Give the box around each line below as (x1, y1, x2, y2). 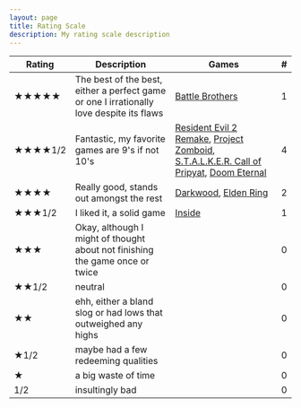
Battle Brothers (175, 91, 238, 103)
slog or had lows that (74, 307, 163, 319)
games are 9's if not (74, 144, 159, 157)
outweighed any (74, 317, 143, 330)
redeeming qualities (74, 355, 159, 368)
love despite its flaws (74, 107, 164, 119)
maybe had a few (74, 343, 148, 356)
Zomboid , (175, 144, 216, 157)
